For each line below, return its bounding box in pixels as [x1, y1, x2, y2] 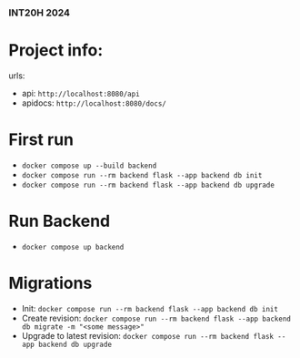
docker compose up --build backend [21, 161, 157, 170]
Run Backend [8, 210, 111, 231]
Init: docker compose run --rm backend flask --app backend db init [21, 302, 279, 313]
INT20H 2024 [8, 6, 70, 19]
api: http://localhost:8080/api [21, 87, 140, 98]
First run [8, 129, 75, 150]
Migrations [8, 272, 93, 293]
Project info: [8, 40, 104, 61]
